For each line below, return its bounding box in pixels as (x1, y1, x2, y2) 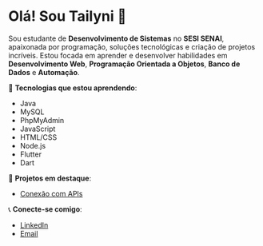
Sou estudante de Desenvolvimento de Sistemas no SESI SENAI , (8, 34, 225, 43)
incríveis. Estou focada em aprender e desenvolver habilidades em (8, 50, 228, 60)
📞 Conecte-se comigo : (8, 204, 82, 214)
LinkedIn (19, 220, 49, 230)
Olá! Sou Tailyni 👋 (8, 7, 127, 26)
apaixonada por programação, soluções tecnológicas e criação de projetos (8, 42, 256, 51)
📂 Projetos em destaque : (8, 173, 92, 183)
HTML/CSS (19, 132, 58, 142)
